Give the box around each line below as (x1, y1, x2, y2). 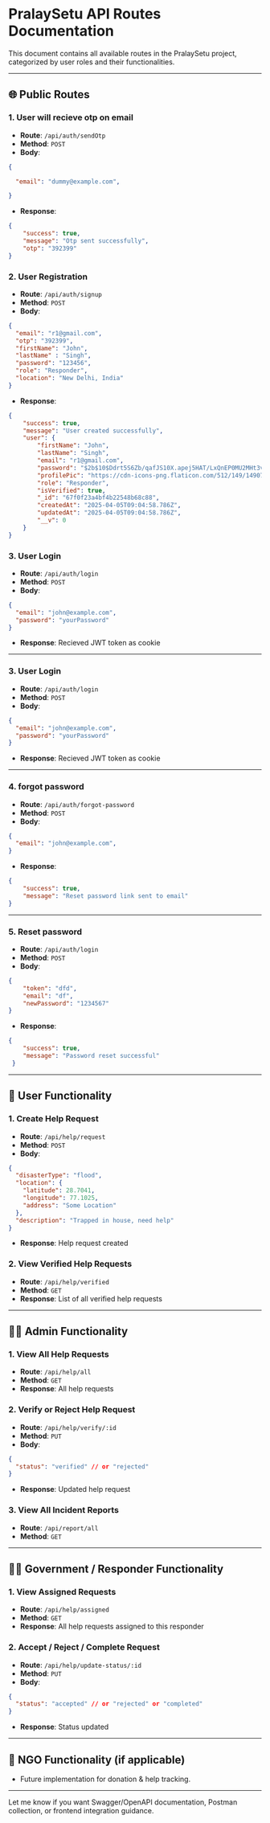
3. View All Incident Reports (8, 1505, 119, 1516)
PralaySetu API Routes (8, 5, 162, 23)
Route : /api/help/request (19, 1131, 106, 1141)
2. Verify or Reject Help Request (8, 1404, 136, 1415)
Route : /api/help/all (19, 1367, 92, 1377)
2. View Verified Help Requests (8, 1259, 133, 1270)
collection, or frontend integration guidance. (8, 1806, 154, 1816)
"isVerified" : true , (37, 486, 106, 494)
